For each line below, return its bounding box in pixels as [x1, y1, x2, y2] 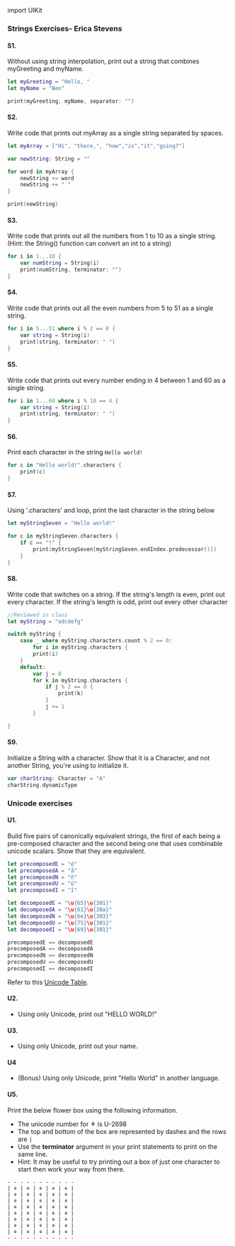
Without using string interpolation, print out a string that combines [7, 57, 200, 66]
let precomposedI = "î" [7, 886, 78, 894]
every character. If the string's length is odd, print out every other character [7, 597, 228, 606]
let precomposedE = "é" [7, 860, 78, 867]
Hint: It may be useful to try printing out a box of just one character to [17, 1157, 220, 1166]
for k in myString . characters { [33, 677, 129, 684]
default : [20, 663, 46, 671]
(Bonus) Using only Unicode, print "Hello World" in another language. [17, 1074, 220, 1082]
